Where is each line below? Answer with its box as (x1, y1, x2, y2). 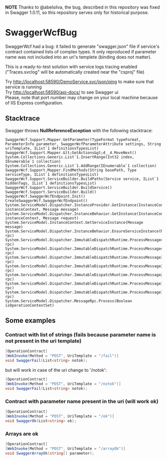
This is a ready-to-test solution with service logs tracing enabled (5, 63, 138, 69)
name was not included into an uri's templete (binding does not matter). (5, 54, 152, 60)
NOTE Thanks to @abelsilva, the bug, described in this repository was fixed (5, 4, 160, 10)
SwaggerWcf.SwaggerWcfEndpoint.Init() (5, 194, 85, 199)
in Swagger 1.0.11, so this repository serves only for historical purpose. (5, 9, 149, 15)
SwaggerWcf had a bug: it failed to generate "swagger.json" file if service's (5, 43, 160, 49)
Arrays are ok (5, 430, 39, 437)
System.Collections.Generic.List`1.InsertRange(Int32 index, (5, 154, 135, 159)
